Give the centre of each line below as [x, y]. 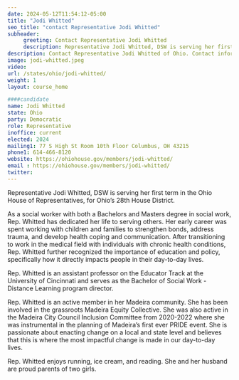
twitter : [20, 172]
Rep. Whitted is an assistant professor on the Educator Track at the [106, 273]
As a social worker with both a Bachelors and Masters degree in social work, [119, 213]
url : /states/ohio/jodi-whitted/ [57, 73]
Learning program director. [74, 288]
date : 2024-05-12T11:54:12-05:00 [57, 14]
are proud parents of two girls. [52, 369]
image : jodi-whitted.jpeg [46, 60]
